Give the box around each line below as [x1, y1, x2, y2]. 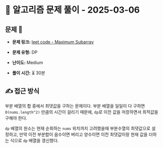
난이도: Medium [12, 60, 43, 66]
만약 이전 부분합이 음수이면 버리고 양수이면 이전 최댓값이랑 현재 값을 [19, 132, 148, 137]
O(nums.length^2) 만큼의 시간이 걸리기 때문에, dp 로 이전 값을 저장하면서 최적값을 [5, 109, 159, 115]
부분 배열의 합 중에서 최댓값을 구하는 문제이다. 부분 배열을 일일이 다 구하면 [5, 103, 145, 109]
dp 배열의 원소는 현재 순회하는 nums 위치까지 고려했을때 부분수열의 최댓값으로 [5, 125, 151, 131]
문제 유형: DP [12, 49, 38, 55]
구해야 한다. [5, 115, 28, 121]
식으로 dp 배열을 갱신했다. [10, 137, 59, 143]
